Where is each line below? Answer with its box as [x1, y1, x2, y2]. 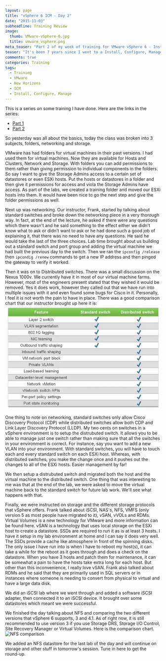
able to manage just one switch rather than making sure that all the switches [5, 435, 161, 441]
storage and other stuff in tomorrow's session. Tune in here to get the [5, 646, 147, 652]
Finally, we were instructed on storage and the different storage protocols [5, 502, 155, 507]
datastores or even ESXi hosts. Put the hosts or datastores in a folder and [5, 176, 154, 182]
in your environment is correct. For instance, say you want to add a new [5, 440, 151, 446]
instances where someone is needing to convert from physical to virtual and [5, 575, 160, 581]
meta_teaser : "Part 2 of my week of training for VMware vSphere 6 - [5, 44, 152, 49]
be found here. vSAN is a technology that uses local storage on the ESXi [5, 522, 152, 528]
